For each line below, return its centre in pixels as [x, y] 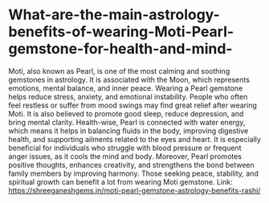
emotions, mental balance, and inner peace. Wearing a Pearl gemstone [126, 88]
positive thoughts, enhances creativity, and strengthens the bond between [131, 164]
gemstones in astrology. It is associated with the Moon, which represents [129, 79]
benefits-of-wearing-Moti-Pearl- [121, 32]
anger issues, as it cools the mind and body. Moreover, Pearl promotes [125, 156]
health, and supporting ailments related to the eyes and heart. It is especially [134, 139]
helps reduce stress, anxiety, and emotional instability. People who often [128, 96]
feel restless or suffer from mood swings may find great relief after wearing [132, 105]
